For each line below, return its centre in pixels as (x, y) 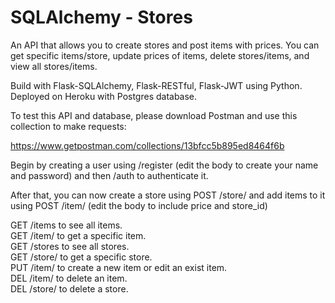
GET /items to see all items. (66, 225)
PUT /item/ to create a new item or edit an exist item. (119, 267)
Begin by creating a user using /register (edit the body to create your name (164, 165)
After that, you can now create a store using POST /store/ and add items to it (168, 195)
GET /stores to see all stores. (70, 246)
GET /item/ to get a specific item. (78, 235)
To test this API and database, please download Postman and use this (154, 115)
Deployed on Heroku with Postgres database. (104, 96)
